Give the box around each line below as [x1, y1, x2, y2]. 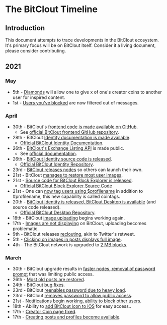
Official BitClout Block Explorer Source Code [20, 183, 112, 189]
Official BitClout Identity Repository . [20, 161, 94, 167]
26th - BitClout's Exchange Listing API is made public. [12, 145, 125, 151]
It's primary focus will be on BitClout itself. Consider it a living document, [5, 42, 156, 48]
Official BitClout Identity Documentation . [20, 140, 104, 146]
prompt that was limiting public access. [12, 271, 94, 277]
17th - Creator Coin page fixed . [12, 309, 77, 315]
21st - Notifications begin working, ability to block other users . [12, 298, 142, 304]
